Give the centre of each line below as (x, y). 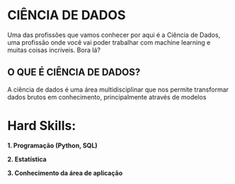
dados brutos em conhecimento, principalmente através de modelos (107, 97)
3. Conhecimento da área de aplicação (65, 173)
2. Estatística (27, 159)
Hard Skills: (42, 125)
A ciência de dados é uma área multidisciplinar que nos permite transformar (118, 90)
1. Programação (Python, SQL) (52, 145)
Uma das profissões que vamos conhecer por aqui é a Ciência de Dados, (114, 35)
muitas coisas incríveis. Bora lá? (54, 50)
